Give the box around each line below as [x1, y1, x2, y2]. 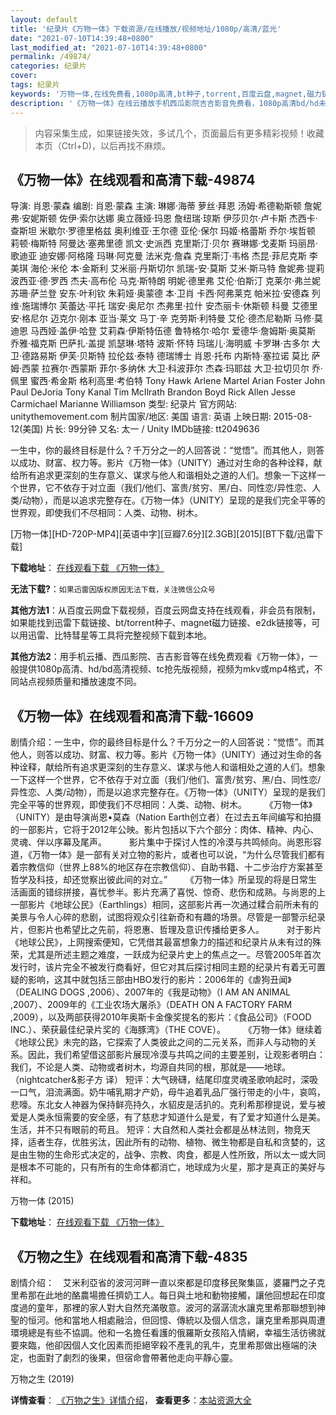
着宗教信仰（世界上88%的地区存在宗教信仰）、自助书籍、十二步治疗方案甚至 [10, 861, 324, 873]
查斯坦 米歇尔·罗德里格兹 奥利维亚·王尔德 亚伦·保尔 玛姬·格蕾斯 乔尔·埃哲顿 [10, 225, 316, 237]
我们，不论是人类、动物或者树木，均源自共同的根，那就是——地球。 [10, 1061, 291, 1073]
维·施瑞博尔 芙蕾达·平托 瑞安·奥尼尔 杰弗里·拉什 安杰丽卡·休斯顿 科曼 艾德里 [10, 300, 318, 312]
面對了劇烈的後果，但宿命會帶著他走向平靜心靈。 [36, 1351, 238, 1363]
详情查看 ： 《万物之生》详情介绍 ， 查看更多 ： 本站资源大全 [10, 1394, 252, 1406]
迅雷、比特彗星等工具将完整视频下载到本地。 [27, 629, 212, 641]
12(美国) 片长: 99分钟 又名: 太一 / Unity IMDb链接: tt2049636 [10, 423, 260, 435]
